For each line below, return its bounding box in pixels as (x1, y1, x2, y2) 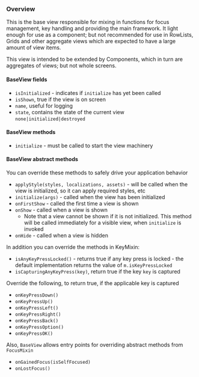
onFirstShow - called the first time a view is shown (14, 200, 139, 207)
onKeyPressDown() (14, 292, 59, 298)
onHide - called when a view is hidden (14, 231, 108, 239)
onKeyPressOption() (14, 324, 64, 330)
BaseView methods (6, 129, 56, 136)
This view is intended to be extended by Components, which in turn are (6, 56, 183, 63)
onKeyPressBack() (14, 317, 59, 323)
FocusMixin (6, 348, 34, 354)
